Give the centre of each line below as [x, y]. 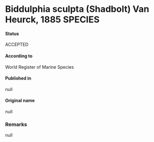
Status [12, 34]
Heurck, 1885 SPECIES [52, 20]
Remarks [16, 124]
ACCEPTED [17, 45]
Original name [20, 100]
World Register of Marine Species [39, 67]
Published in [18, 78]
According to [19, 56]
